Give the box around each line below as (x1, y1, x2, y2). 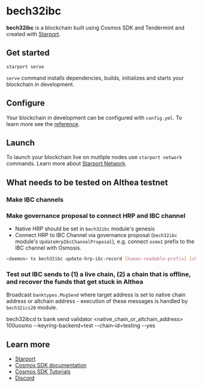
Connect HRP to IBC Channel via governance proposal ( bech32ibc (14, 231, 177, 238)
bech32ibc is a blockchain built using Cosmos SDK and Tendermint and (6, 24, 185, 31)
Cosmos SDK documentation (14, 361, 87, 368)
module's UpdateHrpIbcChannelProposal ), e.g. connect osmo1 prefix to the (14, 238, 195, 245)
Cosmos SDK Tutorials (14, 368, 71, 375)
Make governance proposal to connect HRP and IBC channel (6, 211, 186, 220)
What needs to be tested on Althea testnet (6, 177, 168, 187)
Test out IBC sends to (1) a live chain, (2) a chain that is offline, (6, 270, 191, 278)
